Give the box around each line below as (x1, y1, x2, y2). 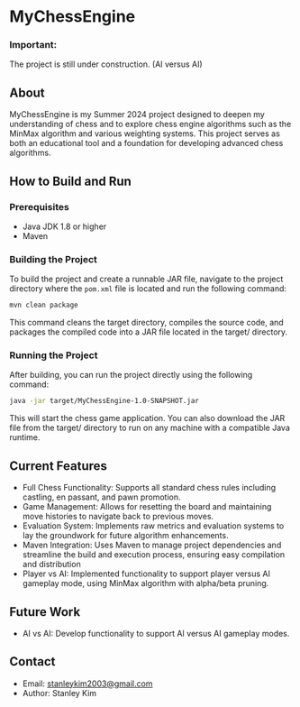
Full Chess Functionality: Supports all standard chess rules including (22, 482, 277, 493)
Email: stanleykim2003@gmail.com (22, 678, 153, 689)
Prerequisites (9, 200, 69, 213)
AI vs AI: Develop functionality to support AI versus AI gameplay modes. (22, 628, 290, 638)
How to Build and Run (9, 173, 132, 188)
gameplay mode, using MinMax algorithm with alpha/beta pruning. (22, 578, 269, 589)
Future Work (9, 604, 81, 620)
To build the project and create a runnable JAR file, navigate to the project (9, 273, 284, 285)
